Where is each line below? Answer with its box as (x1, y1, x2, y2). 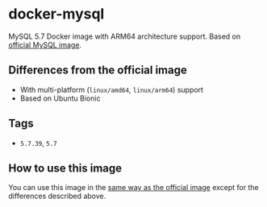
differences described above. (8, 191, 106, 201)
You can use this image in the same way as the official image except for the (8, 183, 260, 193)
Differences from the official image (8, 64, 188, 77)
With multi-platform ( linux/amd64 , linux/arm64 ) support (19, 85, 204, 94)
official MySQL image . (8, 39, 82, 49)
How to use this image (8, 161, 123, 175)
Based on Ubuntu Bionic (19, 93, 101, 103)
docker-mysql (8, 5, 105, 23)
